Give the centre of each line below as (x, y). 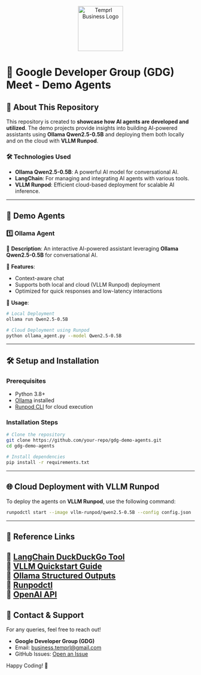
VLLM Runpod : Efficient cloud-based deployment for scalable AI (95, 185)
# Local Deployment (31, 313)
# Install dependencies (36, 457)
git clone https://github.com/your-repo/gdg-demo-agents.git (84, 441)
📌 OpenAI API (32, 595)
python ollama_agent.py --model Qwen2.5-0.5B (64, 336)
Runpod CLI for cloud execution (54, 407)
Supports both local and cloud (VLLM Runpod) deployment (87, 284)
